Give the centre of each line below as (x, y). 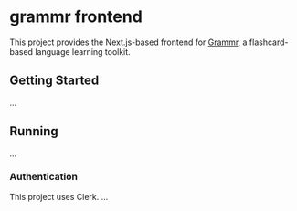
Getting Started (54, 81)
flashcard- (269, 42)
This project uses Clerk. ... (59, 196)
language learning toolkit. (83, 51)
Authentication (43, 177)
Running (34, 131)
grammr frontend (76, 17)
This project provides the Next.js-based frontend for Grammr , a (128, 42)
